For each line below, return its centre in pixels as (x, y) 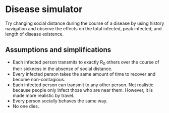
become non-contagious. (39, 79)
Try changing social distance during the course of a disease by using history (85, 23)
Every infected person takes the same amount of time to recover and (84, 74)
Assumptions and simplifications (58, 50)
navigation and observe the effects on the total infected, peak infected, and (83, 28)
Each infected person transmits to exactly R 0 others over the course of (86, 63)
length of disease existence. (35, 34)
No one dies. (26, 106)
